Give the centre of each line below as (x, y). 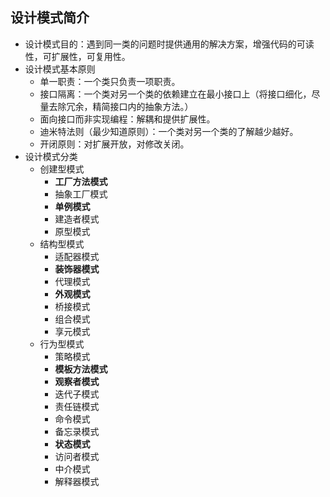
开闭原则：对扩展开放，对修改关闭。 (114, 144)
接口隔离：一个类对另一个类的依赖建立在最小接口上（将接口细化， (175, 94)
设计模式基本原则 (60, 69)
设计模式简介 (50, 18)
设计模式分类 (51, 156)
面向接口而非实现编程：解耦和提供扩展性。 (127, 119)
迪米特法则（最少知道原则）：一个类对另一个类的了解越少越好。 (169, 131)
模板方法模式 (81, 369)
